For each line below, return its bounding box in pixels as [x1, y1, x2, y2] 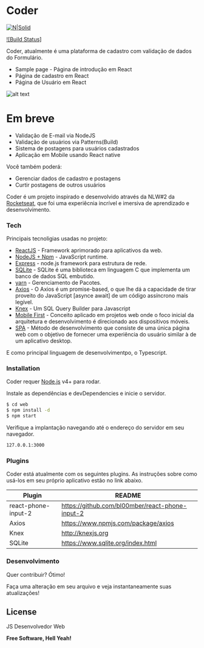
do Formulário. [6, 54, 43, 61]
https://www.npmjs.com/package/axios [61, 519, 174, 528]
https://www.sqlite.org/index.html [61, 539, 157, 548]
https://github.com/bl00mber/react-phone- [61, 501, 187, 510]
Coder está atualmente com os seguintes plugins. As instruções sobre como [6, 470, 197, 478]
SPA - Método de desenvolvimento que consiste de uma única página [15, 324, 190, 332]
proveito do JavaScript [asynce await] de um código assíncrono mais [15, 292, 188, 299]
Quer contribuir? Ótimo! [6, 571, 66, 578]
